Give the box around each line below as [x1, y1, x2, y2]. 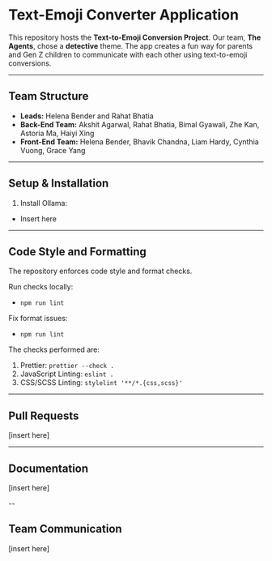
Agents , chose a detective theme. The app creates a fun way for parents [8, 41, 253, 50]
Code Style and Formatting [8, 245, 147, 259]
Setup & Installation [8, 177, 109, 191]
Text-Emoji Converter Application [8, 6, 239, 24]
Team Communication [8, 522, 123, 536]
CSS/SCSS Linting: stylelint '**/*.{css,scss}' [19, 378, 183, 388]
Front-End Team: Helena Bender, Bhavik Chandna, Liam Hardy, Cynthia [19, 136, 259, 147]
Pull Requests [8, 409, 79, 422]
